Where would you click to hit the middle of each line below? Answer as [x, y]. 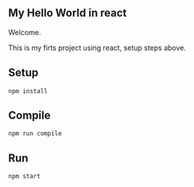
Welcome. [25, 32]
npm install [28, 91]
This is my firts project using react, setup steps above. [97, 48]
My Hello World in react [68, 13]
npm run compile [35, 134]
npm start [25, 177]
